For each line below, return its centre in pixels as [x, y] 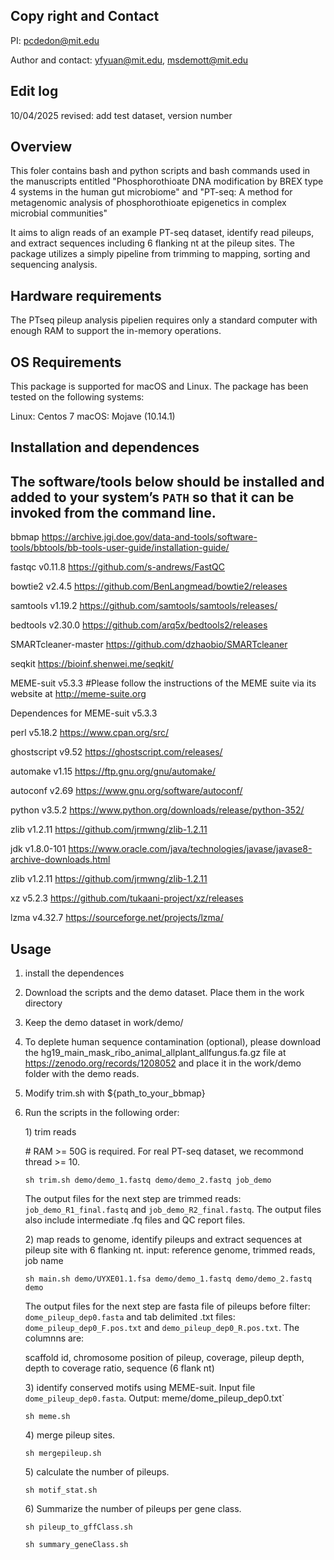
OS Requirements [66, 362]
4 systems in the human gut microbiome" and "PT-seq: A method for [151, 192]
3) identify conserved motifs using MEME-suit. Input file [140, 1388]
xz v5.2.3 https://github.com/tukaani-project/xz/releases [127, 898]
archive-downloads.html [60, 860]
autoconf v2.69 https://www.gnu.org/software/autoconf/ [126, 791]
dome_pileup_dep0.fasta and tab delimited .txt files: [130, 1317]
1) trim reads [50, 1132]
